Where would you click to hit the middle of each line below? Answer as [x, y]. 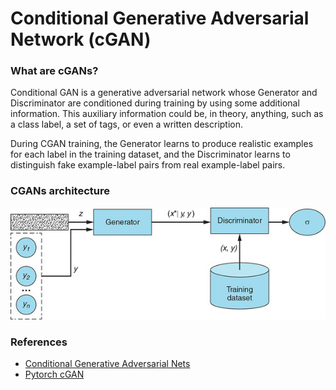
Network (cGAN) [81, 39]
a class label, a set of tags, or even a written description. [127, 124]
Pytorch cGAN [54, 374]
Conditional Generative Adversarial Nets [107, 364]
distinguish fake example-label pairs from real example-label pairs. [148, 165]
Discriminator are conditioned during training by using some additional [155, 103]
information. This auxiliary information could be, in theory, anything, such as [167, 114]
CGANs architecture [60, 191]
